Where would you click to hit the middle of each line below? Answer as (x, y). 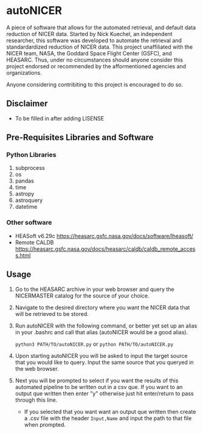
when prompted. (45, 424)
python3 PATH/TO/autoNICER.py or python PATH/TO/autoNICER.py (94, 344)
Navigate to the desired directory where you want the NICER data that (102, 307)
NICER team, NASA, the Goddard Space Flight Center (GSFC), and (89, 53)
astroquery (29, 200)
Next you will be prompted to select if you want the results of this (97, 380)
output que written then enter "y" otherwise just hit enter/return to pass (105, 393)
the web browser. (37, 368)
